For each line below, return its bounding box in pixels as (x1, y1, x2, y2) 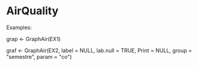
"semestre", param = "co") (6, 53, 72, 60)
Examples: (6, 24, 32, 31)
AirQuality (6, 4, 59, 18)
